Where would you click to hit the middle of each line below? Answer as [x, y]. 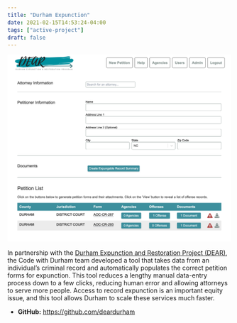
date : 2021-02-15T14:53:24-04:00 [57, 22]
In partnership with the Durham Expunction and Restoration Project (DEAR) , [117, 253]
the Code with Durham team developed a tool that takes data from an [108, 261]
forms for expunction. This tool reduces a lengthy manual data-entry [108, 275]
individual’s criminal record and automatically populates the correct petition [117, 268]
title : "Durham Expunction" [49, 15]
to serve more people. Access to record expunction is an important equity [115, 290]
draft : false [27, 38]
